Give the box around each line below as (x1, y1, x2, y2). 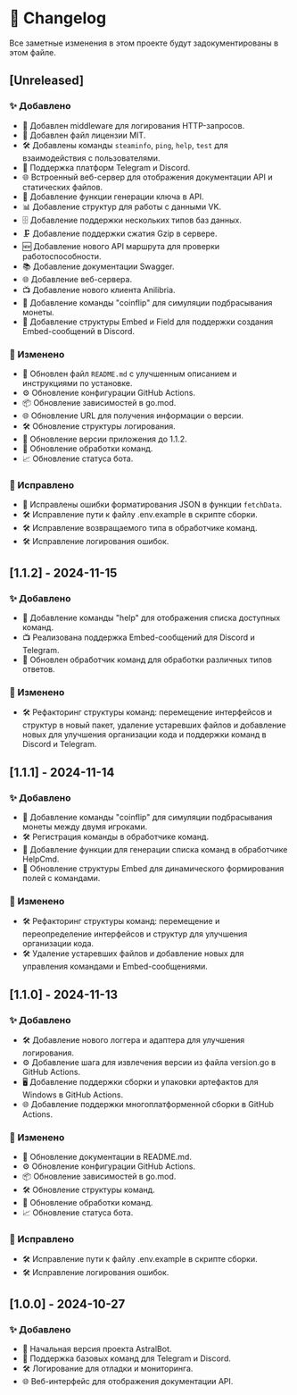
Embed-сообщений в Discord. (21, 325, 136, 336)
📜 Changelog (9, 8, 107, 29)
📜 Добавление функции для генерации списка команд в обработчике (21, 844, 288, 854)
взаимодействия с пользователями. (21, 152, 161, 164)
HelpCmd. (21, 853, 60, 864)
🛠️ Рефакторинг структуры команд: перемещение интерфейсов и (21, 707, 273, 718)
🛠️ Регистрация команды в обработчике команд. (21, 831, 210, 842)
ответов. (21, 663, 55, 674)
